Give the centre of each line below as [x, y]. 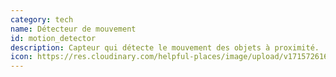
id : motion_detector [53, 38]
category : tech [42, 19]
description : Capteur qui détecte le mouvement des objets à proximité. [165, 47]
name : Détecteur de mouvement [73, 29]
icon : [21, 57]
